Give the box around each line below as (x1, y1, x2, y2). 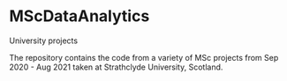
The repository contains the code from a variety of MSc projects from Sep (9, 52, 279, 63)
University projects (9, 35, 78, 46)
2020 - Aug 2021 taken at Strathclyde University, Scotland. (9, 62, 223, 72)
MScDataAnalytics (9, 6, 150, 26)
